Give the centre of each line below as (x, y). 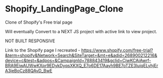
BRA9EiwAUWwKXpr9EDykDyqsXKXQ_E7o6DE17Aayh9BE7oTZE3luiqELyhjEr (82, 65)
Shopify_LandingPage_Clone (64, 9)
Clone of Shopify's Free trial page (39, 22)
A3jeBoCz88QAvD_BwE (29, 70)
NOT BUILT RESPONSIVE (30, 41)
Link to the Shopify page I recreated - (43, 50)
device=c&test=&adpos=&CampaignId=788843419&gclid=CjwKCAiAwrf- (78, 60)
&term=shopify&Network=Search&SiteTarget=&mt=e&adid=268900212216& (81, 55)
